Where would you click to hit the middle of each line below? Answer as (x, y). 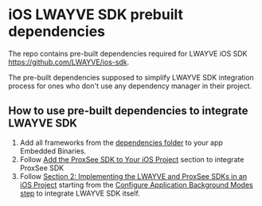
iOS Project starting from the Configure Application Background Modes (136, 185)
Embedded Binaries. (53, 151)
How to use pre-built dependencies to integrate (128, 111)
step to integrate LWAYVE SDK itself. (80, 193)
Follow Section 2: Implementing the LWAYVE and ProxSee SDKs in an (133, 176)
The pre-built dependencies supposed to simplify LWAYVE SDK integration (131, 77)
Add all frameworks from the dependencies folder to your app (121, 142)
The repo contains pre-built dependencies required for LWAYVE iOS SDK (128, 53)
